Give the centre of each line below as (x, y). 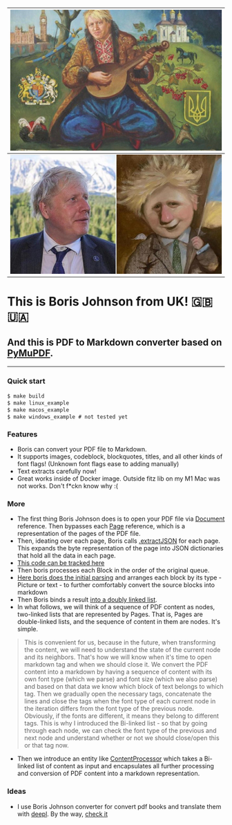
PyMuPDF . (30, 353)
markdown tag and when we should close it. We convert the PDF (116, 665)
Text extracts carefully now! (57, 472)
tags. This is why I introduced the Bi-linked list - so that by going (116, 723)
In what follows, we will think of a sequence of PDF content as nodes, (116, 607)
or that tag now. (46, 745)
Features (22, 434)
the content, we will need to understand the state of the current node (122, 650)
